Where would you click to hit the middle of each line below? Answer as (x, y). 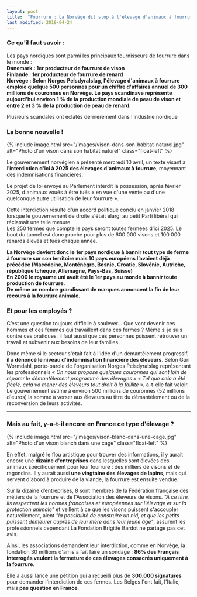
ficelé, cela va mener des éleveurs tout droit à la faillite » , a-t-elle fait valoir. (98, 385)
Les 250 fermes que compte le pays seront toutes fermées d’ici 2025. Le (94, 228)
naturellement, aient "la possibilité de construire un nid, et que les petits (93, 515)
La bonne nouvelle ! (35, 132)
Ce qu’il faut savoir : (36, 43)
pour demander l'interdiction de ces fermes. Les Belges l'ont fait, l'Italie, (93, 581)
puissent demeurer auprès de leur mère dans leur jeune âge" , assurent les (96, 521)
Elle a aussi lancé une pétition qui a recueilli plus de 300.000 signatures (94, 575)
